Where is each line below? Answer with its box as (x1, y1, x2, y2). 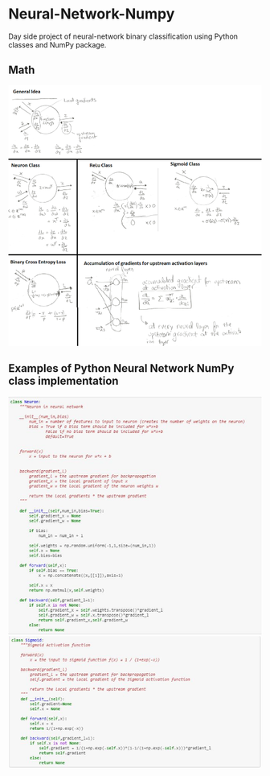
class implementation (8, 374, 119, 388)
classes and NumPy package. (8, 39, 107, 49)
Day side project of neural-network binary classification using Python (8, 31, 239, 41)
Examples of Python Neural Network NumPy (8, 361, 235, 375)
